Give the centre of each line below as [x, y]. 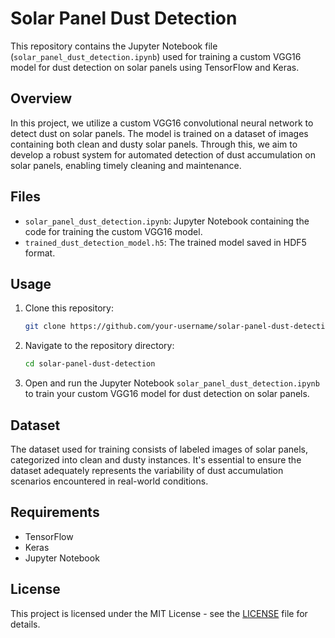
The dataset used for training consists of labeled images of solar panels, [159, 449]
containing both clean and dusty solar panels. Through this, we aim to [154, 144]
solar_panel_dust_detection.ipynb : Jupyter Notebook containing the [167, 221]
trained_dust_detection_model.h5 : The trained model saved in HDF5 [165, 242]
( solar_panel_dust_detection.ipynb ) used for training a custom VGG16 [156, 56]
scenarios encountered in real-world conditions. [109, 481]
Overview [41, 98]
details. [25, 624]
